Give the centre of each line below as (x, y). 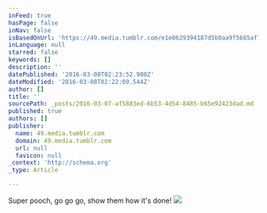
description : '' (35, 67)
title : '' (25, 97)
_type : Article (33, 170)
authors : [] (28, 119)
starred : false (33, 52)
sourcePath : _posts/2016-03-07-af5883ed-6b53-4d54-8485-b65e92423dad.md (131, 104)
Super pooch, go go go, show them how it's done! (90, 200)
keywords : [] (30, 60)
